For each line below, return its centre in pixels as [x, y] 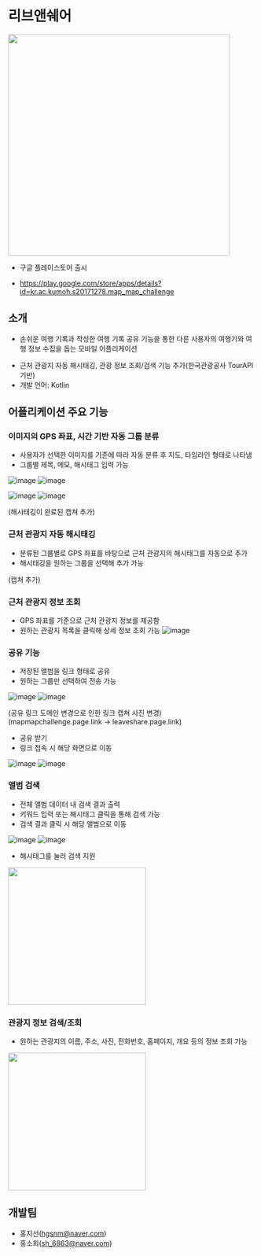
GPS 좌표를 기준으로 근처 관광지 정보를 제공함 [89, 621]
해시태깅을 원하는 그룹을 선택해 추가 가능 [81, 562]
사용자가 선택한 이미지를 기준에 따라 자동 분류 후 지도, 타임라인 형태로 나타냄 [136, 455]
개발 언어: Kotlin [44, 385]
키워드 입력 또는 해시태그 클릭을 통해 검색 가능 [90, 814]
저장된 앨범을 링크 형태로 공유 [64, 671]
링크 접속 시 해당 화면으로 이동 [66, 748]
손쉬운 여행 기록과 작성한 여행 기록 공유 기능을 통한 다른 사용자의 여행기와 [132, 338]
